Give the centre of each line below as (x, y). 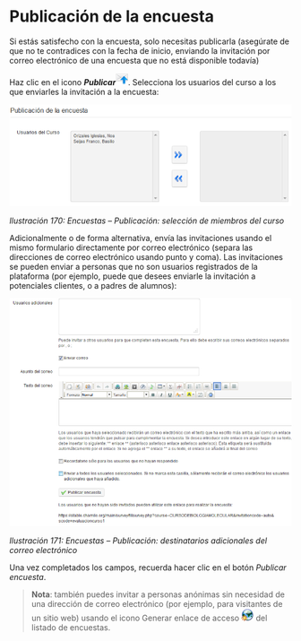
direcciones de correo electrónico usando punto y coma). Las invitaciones (146, 256)
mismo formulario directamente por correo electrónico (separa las (131, 247)
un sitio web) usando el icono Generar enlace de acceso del (149, 618)
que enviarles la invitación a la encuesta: (84, 91)
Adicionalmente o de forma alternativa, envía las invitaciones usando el (141, 238)
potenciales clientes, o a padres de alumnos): (93, 285)
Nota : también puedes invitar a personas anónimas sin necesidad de (158, 594)
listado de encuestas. (71, 628)
